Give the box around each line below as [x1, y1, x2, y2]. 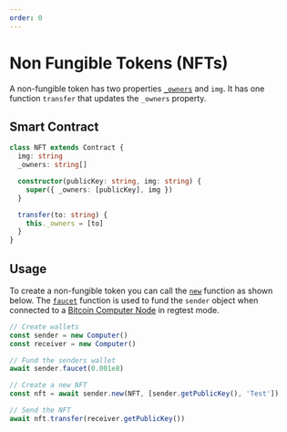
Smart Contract [9, 119, 99, 134]
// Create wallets [9, 321, 79, 332]
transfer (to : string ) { [17, 210, 108, 219]
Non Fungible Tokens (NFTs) [9, 52, 229, 73]
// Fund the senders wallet [9, 355, 117, 365]
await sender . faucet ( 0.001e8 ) [9, 364, 125, 374]
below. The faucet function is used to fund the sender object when [9, 294, 259, 306]
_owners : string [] [17, 161, 88, 170]
